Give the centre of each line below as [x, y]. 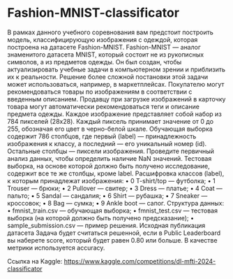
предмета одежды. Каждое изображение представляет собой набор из [114, 114]
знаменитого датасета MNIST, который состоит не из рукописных [106, 55]
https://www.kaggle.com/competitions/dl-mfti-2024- [140, 261]
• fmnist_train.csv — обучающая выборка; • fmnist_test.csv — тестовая [113, 210]
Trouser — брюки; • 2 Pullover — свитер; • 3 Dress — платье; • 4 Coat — [115, 188]
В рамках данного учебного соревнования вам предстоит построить [111, 32]
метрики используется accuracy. [56, 248]
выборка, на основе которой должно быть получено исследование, [109, 166]
